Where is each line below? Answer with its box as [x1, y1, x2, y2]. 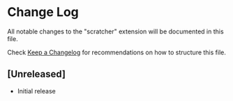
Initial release [17, 86, 56, 95]
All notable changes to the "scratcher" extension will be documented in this [7, 27, 225, 36]
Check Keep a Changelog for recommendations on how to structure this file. [7, 48, 227, 56]
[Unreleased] [7, 68, 66, 80]
